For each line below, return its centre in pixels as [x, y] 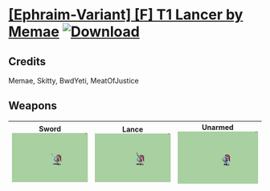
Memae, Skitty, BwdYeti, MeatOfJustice [74, 81]
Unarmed [218, 128]
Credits [27, 61]
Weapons [33, 106]
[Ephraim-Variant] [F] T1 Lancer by [126, 15]
